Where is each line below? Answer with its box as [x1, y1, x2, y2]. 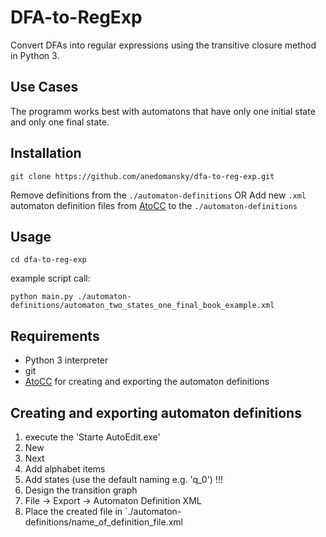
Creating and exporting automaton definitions [10, 404, 302, 421]
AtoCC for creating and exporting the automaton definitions [24, 376, 270, 388]
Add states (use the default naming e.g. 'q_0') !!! [24, 474, 223, 485]
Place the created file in [24, 506, 123, 517]
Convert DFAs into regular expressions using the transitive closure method [10, 39, 317, 51]
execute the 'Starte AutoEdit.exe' [24, 431, 161, 443]
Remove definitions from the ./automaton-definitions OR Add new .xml [10, 189, 307, 201]
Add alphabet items [24, 463, 106, 475]
